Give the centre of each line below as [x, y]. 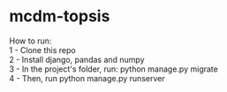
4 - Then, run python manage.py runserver [87, 78]
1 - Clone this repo [43, 50]
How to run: [30, 41]
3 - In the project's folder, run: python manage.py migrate [113, 69]
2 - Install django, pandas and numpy [77, 59]
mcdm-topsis [60, 16]
